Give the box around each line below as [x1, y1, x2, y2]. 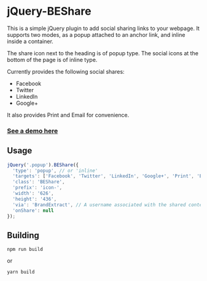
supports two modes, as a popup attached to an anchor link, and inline [7, 31, 186, 38]
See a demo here [7, 126, 58, 135]
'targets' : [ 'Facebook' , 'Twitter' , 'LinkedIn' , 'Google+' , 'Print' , [12, 173, 194, 179]
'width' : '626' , [12, 190, 54, 197]
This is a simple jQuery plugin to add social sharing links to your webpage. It [7, 25, 200, 32]
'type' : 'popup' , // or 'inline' [12, 167, 98, 174]
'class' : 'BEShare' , [12, 179, 65, 185]
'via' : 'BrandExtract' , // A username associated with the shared [12, 201, 186, 208]
